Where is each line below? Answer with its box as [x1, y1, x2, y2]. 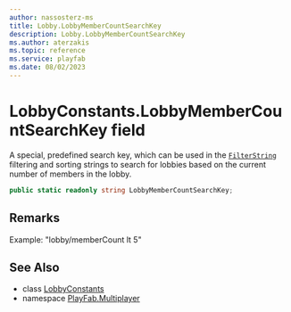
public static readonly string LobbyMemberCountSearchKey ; [9, 185, 234, 194]
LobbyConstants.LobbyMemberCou [9, 102, 283, 121]
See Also [9, 259, 60, 275]
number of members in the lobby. [9, 168, 132, 179]
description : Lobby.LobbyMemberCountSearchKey [9, 29, 186, 38]
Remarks [9, 210, 61, 226]
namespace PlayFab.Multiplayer [21, 293, 140, 304]
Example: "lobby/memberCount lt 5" [9, 234, 142, 245]
